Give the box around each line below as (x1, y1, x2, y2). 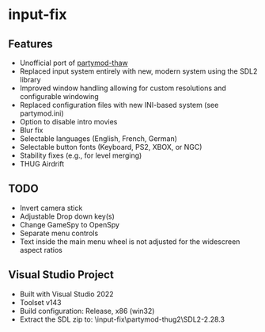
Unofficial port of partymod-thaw (19, 58, 128, 67)
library (19, 75, 41, 84)
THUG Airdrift (19, 159, 65, 168)
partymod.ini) (19, 109, 65, 118)
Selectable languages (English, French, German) (19, 134, 178, 143)
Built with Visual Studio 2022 (19, 289, 114, 299)
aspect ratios (19, 245, 63, 254)
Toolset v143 (19, 297, 62, 307)
